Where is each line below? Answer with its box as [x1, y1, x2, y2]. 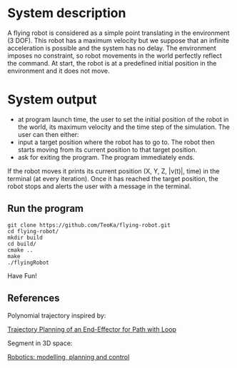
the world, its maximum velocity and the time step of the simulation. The [17, 123, 230, 131]
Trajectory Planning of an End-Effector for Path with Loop [7, 324, 177, 333]
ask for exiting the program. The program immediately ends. [17, 153, 195, 161]
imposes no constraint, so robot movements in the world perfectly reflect [7, 51, 223, 60]
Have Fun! [7, 271, 38, 280]
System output [7, 91, 97, 108]
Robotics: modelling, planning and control [7, 352, 130, 361]
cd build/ [7, 240, 37, 247]
